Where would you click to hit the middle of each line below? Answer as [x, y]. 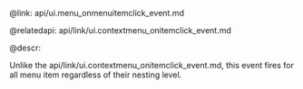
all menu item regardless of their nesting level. [96, 75]
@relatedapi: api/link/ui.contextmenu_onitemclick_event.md [120, 30]
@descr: [25, 48]
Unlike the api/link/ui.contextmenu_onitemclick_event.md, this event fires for [152, 65]
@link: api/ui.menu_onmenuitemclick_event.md [97, 13]
